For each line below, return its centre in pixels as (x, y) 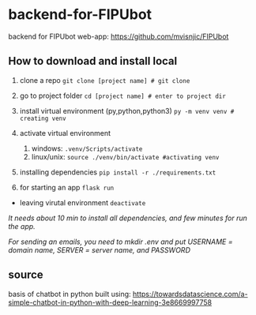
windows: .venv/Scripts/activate (87, 148)
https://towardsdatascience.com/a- (190, 294)
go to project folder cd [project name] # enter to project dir (123, 96)
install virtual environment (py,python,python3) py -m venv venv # (127, 111)
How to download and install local (93, 61)
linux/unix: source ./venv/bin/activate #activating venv (125, 156)
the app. (22, 226)
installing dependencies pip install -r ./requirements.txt (118, 172)
